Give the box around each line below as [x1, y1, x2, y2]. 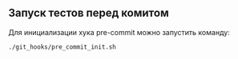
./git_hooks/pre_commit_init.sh [8, 43, 116, 51]
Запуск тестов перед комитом [8, 6, 170, 20]
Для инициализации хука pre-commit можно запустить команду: [8, 27, 230, 37]
